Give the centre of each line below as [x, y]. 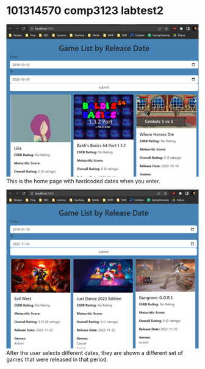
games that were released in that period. [57, 359]
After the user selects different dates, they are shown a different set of [95, 353]
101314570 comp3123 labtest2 [85, 11]
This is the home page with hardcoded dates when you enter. [83, 181]
